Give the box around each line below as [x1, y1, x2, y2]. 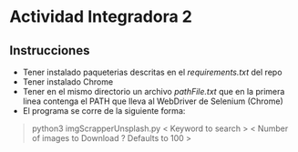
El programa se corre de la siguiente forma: [22, 106, 186, 116]
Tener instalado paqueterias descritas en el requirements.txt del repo [22, 66, 283, 77]
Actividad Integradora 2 [9, 6, 193, 27]
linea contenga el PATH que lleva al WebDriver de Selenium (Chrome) [22, 96, 284, 106]
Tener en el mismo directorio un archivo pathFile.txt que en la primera [22, 86, 285, 96]
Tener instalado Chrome [22, 76, 114, 87]
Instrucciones [9, 43, 90, 58]
